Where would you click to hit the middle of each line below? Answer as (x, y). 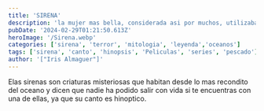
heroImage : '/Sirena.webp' (52, 37)
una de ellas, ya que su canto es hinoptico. (77, 98)
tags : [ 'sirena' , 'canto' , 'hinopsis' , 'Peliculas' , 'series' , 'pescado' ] (133, 52)
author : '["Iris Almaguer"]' (56, 60)
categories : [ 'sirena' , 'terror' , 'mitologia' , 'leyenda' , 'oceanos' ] (125, 45)
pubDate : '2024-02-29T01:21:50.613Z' (70, 30)
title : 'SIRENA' (35, 15)
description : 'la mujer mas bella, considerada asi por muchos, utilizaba (133, 23)
